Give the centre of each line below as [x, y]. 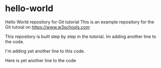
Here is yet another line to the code [41, 60]
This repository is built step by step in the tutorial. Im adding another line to [81, 36]
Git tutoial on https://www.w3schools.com [47, 27]
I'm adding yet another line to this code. [45, 51]
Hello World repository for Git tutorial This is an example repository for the [80, 22]
